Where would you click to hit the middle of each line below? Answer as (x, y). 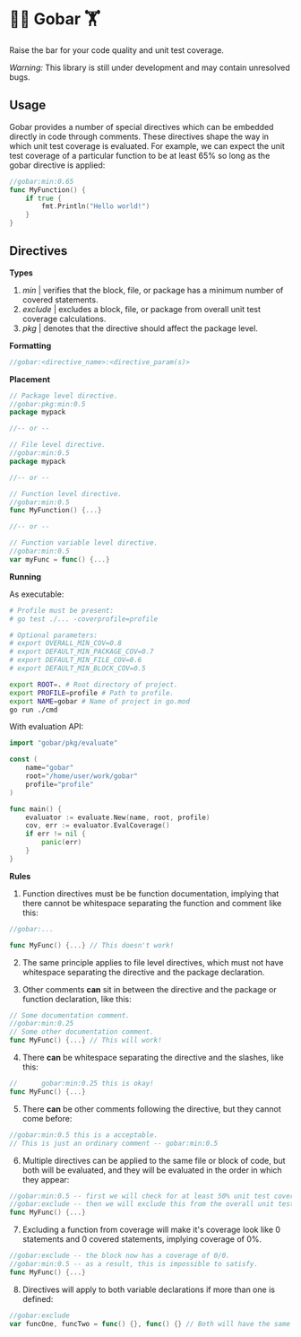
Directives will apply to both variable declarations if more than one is (149, 1289)
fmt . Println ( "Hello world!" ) (96, 206)
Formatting (30, 345)
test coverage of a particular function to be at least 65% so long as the (140, 155)
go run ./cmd (34, 710)
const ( (24, 760)
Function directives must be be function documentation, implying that (150, 893)
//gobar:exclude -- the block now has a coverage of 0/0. (120, 1256)
